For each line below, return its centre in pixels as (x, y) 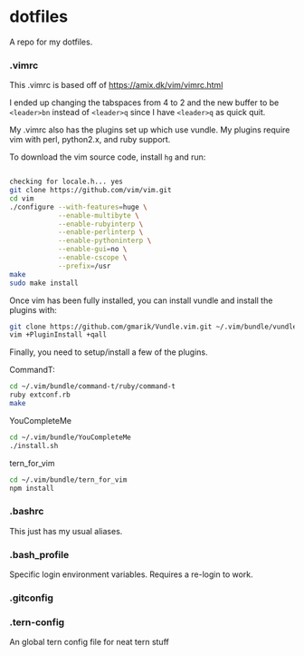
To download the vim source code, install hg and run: (108, 157)
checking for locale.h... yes (66, 182)
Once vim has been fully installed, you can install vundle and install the (141, 300)
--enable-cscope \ (92, 258)
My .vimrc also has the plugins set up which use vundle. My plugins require (150, 130)
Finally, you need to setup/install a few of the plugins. (109, 352)
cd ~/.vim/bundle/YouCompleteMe (70, 437)
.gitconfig (32, 598)
